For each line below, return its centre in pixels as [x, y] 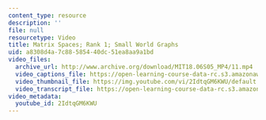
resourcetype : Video [42, 37]
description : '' [35, 23]
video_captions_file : [51, 74]
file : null [26, 30]
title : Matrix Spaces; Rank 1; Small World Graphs [93, 45]
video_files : [30, 60]
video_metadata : [35, 96]
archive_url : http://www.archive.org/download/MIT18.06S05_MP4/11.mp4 [134, 67]
